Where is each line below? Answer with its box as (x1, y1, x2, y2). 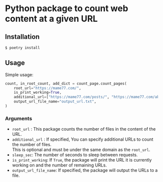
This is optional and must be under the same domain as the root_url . (12, 147, 150, 153)
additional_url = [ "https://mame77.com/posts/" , (14, 95, 110, 99)
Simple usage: (5, 71, 34, 78)
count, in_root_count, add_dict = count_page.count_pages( (5, 81, 127, 86)
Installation (5, 33, 40, 41)
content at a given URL (5, 13, 98, 24)
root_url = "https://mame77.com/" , (14, 85, 81, 90)
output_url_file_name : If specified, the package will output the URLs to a (12, 167, 158, 173)
